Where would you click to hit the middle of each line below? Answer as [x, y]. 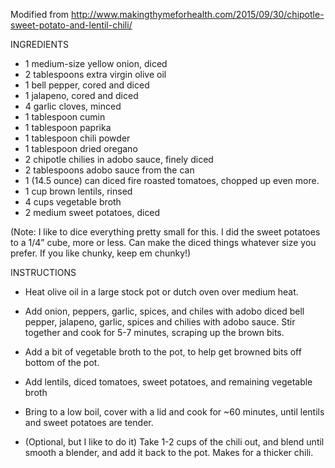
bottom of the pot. [62, 362]
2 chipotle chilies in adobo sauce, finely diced [119, 159]
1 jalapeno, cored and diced [81, 95]
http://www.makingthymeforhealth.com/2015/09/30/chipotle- [198, 14]
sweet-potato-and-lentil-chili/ [71, 25]
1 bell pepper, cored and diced [87, 85]
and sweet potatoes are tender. [89, 422]
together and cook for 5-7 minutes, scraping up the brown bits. [154, 332]
